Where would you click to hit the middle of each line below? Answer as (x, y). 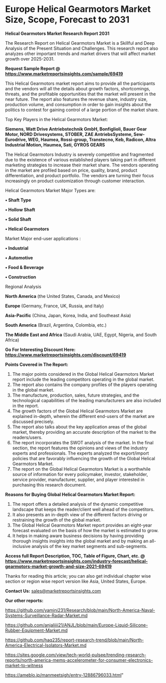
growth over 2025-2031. (30, 59)
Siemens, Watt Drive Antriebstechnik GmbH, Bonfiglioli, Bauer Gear (76, 129)
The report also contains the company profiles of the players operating (84, 384)
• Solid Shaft (18, 219)
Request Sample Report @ (33, 68)
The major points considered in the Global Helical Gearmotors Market (83, 374)
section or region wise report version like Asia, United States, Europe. (76, 581)
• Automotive (19, 258)
